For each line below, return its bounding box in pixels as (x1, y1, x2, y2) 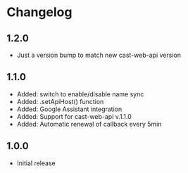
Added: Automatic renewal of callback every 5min (16, 120, 162, 128)
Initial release (16, 159, 56, 167)
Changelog (6, 4, 73, 20)
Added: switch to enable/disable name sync (16, 89, 144, 98)
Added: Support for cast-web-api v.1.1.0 (16, 112, 132, 120)
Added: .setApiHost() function (16, 97, 104, 105)
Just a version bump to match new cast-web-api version (16, 51, 181, 59)
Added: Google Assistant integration (16, 105, 123, 113)
